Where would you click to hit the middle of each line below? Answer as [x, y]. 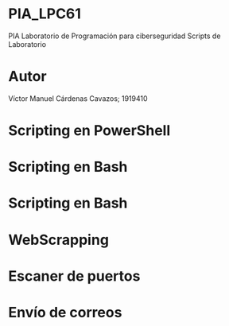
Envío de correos [65, 312]
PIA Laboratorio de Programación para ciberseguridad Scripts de [114, 36]
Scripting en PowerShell [89, 131]
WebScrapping [59, 240]
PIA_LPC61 [45, 14]
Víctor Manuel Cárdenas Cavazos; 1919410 [78, 98]
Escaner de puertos [74, 276]
